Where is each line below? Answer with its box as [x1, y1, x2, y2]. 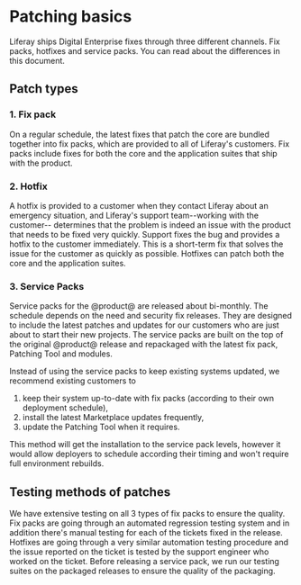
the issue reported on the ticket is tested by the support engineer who [9, 546, 269, 557]
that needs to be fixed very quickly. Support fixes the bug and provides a [9, 229, 280, 239]
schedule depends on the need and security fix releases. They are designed [9, 310, 293, 321]
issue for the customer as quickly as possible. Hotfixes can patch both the [9, 247, 285, 258]
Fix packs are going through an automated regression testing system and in [9, 517, 290, 528]
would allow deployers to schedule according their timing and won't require [9, 448, 290, 460]
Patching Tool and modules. [9, 348, 113, 359]
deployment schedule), [22, 402, 108, 413]
